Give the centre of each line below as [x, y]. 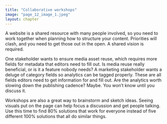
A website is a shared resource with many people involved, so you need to [82, 33]
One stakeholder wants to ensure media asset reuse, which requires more [81, 59]
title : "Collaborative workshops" [41, 10]
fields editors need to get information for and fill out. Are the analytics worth [83, 80]
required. [14, 49]
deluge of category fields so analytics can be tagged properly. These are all [83, 75]
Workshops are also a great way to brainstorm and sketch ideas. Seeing [79, 100]
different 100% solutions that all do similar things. [56, 116]
